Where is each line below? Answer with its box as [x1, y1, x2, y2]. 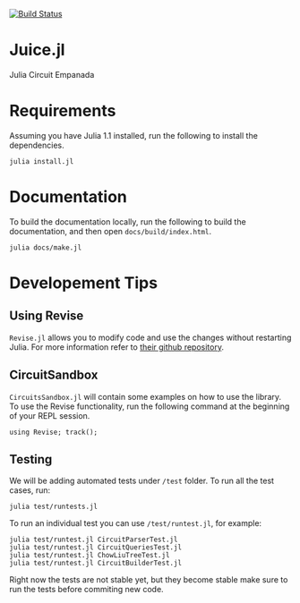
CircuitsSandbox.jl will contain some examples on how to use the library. [9, 391, 282, 402]
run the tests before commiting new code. [9, 584, 164, 595]
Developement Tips [9, 273, 159, 293]
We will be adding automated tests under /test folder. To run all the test [9, 475, 275, 487]
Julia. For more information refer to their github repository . [9, 341, 224, 352]
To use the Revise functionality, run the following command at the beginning [9, 401, 290, 412]
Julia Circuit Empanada [9, 69, 95, 80]
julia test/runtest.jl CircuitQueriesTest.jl [9, 543, 182, 552]
